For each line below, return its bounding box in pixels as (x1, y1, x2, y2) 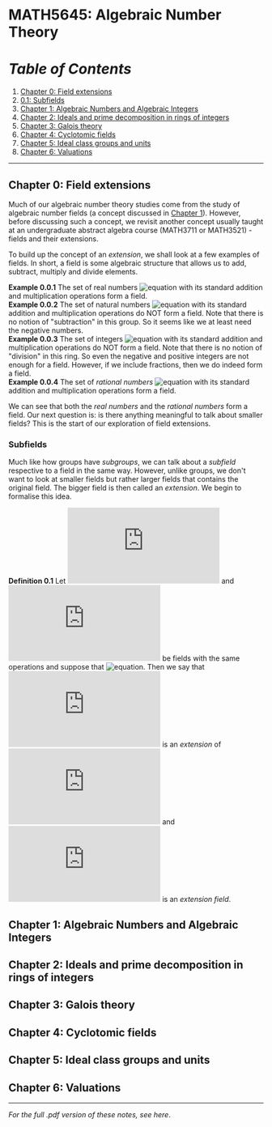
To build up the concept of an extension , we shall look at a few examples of (8, 249, 260, 259)
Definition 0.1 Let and (8, 576, 235, 586)
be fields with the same (161, 653, 240, 663)
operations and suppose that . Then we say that (8, 662, 205, 672)
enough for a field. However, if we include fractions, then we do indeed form (8, 359, 263, 369)
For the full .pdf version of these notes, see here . (8, 1110, 172, 1119)
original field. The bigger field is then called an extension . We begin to (8, 483, 242, 493)
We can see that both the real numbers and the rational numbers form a (8, 401, 249, 410)
